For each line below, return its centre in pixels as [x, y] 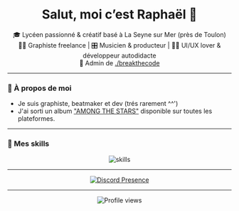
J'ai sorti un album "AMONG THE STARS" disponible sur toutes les [115, 111]
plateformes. [36, 119]
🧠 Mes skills [28, 144]
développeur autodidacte [119, 55]
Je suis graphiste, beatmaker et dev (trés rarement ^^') [98, 104]
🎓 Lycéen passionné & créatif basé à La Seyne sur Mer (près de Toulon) [119, 34]
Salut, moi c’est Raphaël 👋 [119, 15]
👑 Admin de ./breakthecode [119, 63]
